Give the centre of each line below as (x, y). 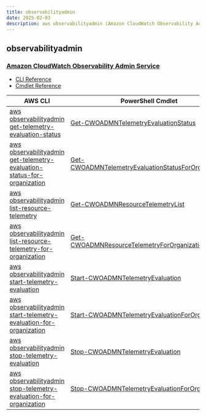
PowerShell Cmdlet (149, 101)
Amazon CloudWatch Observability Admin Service (83, 66)
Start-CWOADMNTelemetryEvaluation (126, 278)
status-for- (26, 175)
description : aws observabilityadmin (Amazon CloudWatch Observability (100, 23)
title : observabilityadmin (41, 12)
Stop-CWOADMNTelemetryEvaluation (125, 352)
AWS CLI (37, 101)
